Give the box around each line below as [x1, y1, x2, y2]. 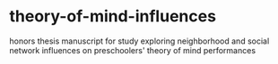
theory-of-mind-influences [9, 6, 217, 27]
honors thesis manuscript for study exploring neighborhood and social [9, 36, 270, 46]
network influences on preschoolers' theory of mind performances [9, 44, 256, 55]
